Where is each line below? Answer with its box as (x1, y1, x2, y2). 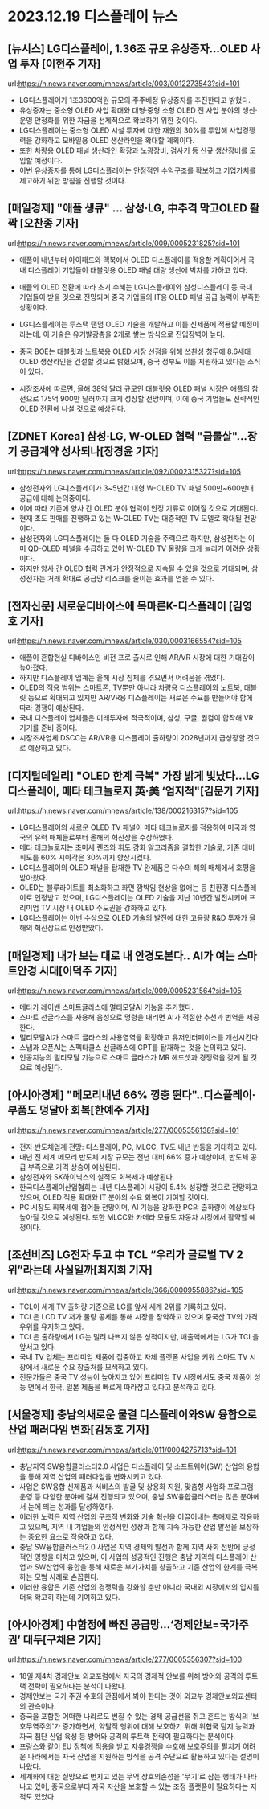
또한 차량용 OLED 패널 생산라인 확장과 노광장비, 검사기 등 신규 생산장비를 (18, 146, 248, 155)
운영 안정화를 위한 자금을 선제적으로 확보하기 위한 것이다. (18, 116, 198, 125)
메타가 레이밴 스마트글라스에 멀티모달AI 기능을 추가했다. (18, 1003, 194, 1012)
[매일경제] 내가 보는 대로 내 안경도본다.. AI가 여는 (7, 949, 235, 962)
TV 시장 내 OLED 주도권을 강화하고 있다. (40, 903, 168, 913)
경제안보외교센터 (205, 1692, 258, 1701)
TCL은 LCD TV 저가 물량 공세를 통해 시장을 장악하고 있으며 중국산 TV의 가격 (18, 1311, 258, 1321)
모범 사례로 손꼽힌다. (34, 1572, 100, 1581)
